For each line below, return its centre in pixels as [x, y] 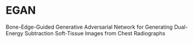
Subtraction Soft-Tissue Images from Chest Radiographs [95, 33]
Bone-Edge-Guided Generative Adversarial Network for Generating [89, 27]
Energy [15, 33]
